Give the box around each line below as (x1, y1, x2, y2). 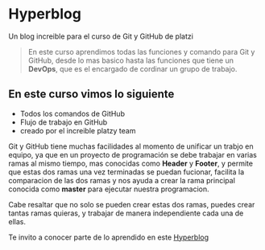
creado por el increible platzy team (19, 125, 136, 135)
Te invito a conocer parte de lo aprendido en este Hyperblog (8, 232, 209, 242)
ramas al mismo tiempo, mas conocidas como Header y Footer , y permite (8, 158, 254, 168)
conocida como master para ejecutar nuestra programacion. (8, 184, 209, 194)
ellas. (8, 216, 27, 226)
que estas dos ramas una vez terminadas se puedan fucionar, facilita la (8, 166, 245, 177)
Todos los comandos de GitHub (19, 109, 125, 118)
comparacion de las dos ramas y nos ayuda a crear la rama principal (8, 175, 236, 185)
